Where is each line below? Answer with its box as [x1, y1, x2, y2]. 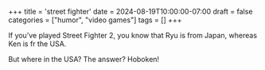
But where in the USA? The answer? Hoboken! [8, 55, 160, 64]
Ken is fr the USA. [8, 39, 67, 49]
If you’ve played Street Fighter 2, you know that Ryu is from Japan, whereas [8, 31, 257, 40]
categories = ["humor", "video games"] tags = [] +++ [8, 15, 182, 25]
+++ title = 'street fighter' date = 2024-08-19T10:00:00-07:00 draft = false [8, 7, 253, 16]
